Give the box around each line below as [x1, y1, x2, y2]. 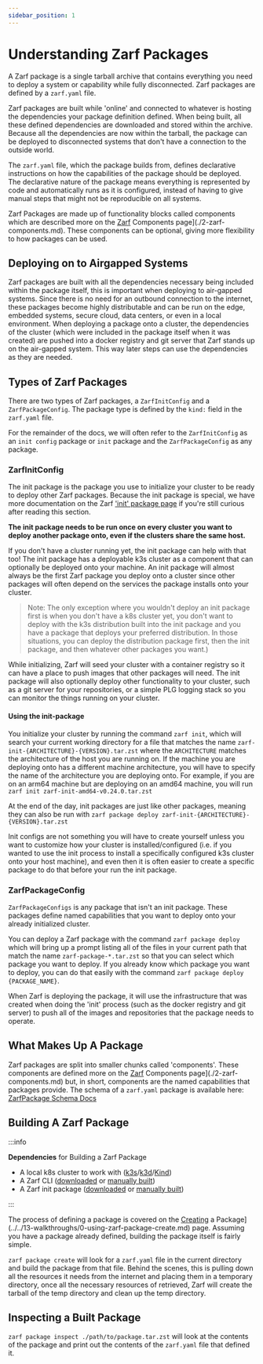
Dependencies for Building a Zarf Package [8, 1152, 147, 1161]
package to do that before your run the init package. [8, 865, 177, 874]
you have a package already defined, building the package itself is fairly [8, 1231, 241, 1241]
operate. [8, 1016, 35, 1025]
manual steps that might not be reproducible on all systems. [8, 193, 202, 203]
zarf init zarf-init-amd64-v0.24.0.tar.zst [8, 787, 153, 795]
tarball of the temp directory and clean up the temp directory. [8, 1288, 206, 1297]
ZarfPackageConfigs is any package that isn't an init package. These [8, 902, 228, 911]
